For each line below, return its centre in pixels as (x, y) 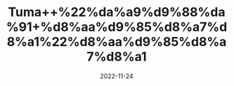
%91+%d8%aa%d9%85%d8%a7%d (117, 27)
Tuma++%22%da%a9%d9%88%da (117, 12)
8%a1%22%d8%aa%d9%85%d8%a (117, 42)
